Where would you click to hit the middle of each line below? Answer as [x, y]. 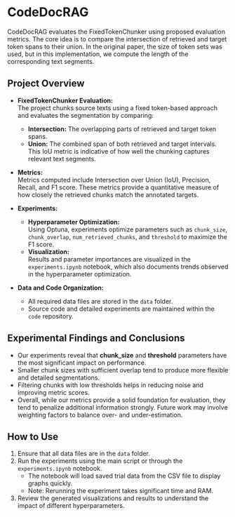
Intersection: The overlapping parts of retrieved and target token [122, 129]
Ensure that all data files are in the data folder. [84, 454]
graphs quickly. [50, 483]
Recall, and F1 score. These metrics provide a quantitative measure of [118, 187]
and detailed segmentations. [59, 377]
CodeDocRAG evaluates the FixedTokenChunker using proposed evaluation [116, 32]
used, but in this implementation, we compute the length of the [98, 54]
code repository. [51, 316]
